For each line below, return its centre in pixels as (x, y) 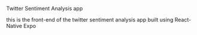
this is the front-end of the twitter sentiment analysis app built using (90, 20)
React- (183, 20)
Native (14, 26)
